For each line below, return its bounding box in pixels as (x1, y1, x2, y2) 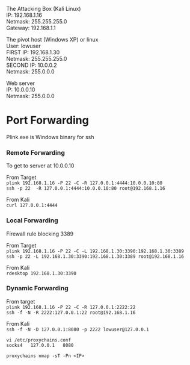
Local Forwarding (6, 216, 58, 225)
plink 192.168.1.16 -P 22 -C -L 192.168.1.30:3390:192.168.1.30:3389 (6, 248, 185, 254)
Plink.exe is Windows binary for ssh (6, 133, 94, 140)
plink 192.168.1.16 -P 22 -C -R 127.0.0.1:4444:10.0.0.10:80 (6, 180, 163, 186)
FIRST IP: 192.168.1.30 (6, 49, 60, 56)
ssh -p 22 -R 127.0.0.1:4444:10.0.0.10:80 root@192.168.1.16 (6, 186, 165, 192)
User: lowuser (6, 42, 41, 49)
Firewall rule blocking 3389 (6, 230, 74, 237)
